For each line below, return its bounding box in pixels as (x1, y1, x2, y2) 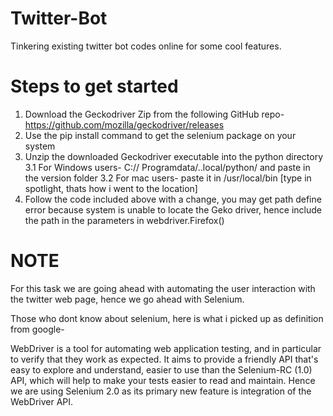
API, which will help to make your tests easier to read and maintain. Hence (10, 374, 316, 386)
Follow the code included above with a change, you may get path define (24, 193, 322, 205)
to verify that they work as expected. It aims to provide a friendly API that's (10, 353, 319, 365)
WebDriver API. (10, 395, 74, 407)
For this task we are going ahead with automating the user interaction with (10, 282, 316, 294)
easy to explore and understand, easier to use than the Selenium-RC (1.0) (10, 363, 313, 376)
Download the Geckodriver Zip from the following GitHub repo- (24, 108, 285, 120)
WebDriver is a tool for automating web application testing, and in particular (10, 342, 322, 354)
